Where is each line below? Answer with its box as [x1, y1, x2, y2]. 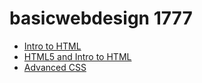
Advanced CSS [23, 61, 87, 73]
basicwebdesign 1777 [9, 7, 193, 30]
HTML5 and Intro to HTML [23, 50, 132, 62]
